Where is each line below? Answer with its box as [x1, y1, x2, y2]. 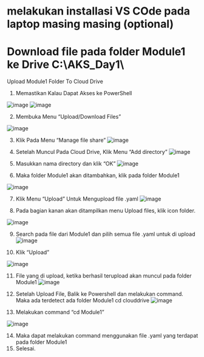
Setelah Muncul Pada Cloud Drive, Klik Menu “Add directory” [15, 148, 168, 156]
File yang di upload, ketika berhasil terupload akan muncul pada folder [15, 272, 192, 279]
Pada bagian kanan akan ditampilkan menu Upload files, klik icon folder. [15, 207, 196, 215]
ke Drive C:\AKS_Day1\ [7, 58, 124, 72]
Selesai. [15, 345, 36, 352]
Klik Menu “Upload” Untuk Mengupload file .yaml [15, 195, 138, 202]
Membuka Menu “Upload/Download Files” [15, 113, 121, 121]
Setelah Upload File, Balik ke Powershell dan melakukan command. [15, 290, 184, 298]
